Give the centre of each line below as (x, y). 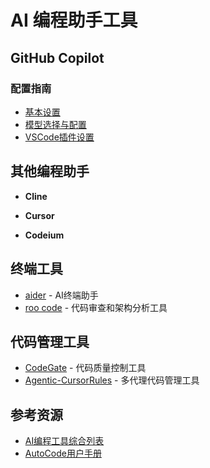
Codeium (44, 235)
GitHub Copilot (57, 57)
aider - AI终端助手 (61, 295)
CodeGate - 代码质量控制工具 (85, 368)
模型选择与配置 (55, 124)
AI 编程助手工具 (74, 20)
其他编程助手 (50, 171)
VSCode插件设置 (59, 137)
